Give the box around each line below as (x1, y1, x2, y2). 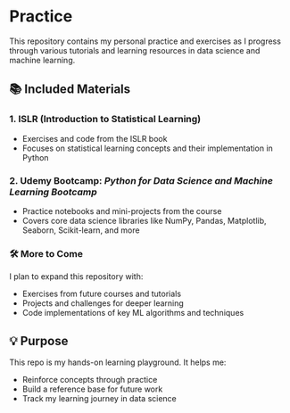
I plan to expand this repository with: (9, 271, 144, 282)
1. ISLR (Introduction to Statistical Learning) (9, 113, 202, 126)
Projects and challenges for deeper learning (21, 298, 185, 309)
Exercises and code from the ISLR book (21, 133, 168, 144)
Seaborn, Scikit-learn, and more (21, 225, 140, 235)
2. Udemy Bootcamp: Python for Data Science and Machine (9, 174, 274, 186)
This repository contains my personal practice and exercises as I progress (9, 36, 281, 46)
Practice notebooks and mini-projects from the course (21, 205, 222, 216)
